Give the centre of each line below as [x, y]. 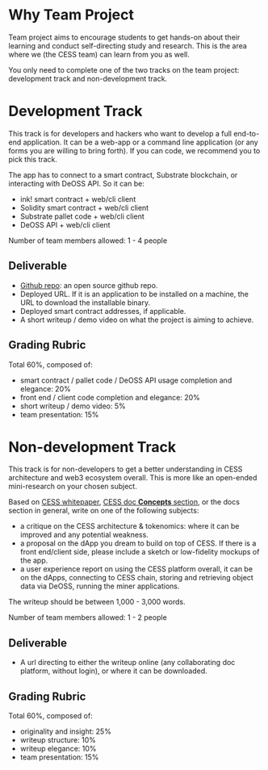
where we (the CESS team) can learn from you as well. [99, 54]
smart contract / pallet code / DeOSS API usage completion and [126, 380]
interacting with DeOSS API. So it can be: [77, 183]
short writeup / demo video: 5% [73, 406]
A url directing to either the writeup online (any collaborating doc [128, 663]
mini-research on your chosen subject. [73, 487]
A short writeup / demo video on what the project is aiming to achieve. [137, 320]
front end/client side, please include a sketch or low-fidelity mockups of [140, 552]
